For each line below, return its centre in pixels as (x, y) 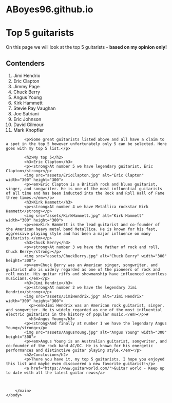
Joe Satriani (26, 113)
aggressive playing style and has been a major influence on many (78, 234)
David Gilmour (28, 125)
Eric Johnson (27, 119)
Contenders (25, 63)
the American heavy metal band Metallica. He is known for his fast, (82, 229)
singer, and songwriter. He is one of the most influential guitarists (84, 189)
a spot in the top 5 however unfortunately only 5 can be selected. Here (87, 144)
